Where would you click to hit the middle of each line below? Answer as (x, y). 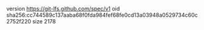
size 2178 (44, 21)
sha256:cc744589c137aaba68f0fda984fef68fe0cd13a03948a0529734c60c (102, 15)
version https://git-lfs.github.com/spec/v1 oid (63, 9)
